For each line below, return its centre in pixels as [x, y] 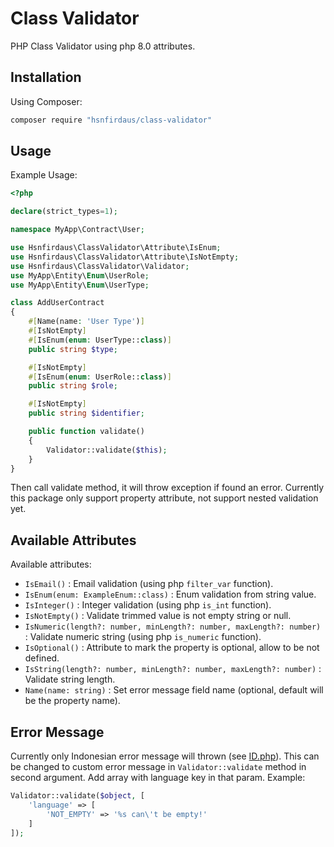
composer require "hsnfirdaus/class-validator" [111, 120]
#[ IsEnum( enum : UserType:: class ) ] [100, 340]
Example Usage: [44, 175]
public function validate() [86, 432]
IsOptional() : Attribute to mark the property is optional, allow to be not [172, 648]
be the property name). [72, 701]
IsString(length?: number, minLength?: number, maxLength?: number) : [173, 669]
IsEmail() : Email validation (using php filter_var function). [149, 584]
